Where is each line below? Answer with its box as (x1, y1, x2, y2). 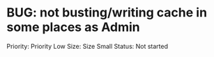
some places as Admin (6, 19, 140, 35)
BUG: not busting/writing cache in (6, 5, 207, 21)
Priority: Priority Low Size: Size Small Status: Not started (6, 42, 169, 50)
